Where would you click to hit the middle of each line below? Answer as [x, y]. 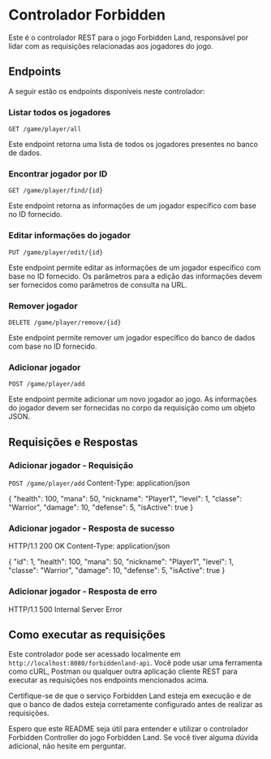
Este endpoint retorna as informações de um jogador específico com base [133, 206]
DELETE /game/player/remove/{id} [65, 323]
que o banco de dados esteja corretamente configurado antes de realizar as [135, 705]
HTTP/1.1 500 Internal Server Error [66, 609]
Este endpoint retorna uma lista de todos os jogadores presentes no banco [133, 145]
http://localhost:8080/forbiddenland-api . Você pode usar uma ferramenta [135, 663]
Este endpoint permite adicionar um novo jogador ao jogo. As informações [133, 399]
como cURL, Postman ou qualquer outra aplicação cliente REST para [123, 671]
